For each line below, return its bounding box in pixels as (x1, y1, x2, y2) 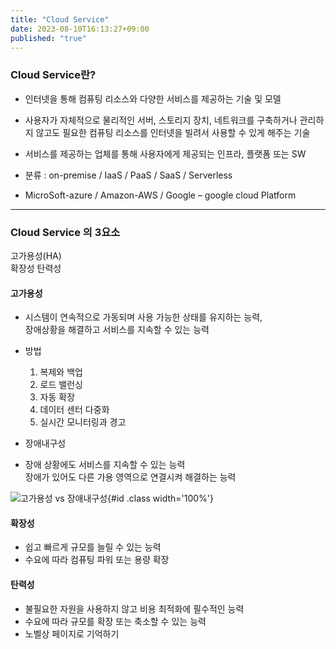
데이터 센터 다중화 (39, 404, 110, 416)
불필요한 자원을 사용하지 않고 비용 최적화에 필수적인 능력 (24, 602, 245, 615)
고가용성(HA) (10, 249, 62, 261)
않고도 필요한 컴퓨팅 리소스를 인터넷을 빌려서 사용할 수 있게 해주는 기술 (35, 126, 311, 138)
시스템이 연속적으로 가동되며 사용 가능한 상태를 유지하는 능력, (24, 311, 263, 323)
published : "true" (10, 33, 87, 43)
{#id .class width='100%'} (107, 492, 215, 505)
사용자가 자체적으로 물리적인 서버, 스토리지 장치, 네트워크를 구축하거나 (24, 114, 298, 126)
